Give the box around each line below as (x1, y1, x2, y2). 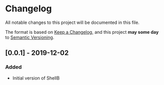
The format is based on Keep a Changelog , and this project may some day (5, 29, 159, 35)
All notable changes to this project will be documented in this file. (5, 19, 140, 25)
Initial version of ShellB (12, 75, 60, 81)
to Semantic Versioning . (5, 34, 54, 40)
